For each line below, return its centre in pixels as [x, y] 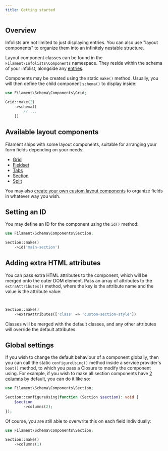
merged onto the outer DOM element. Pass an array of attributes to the [79, 280]
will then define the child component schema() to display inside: [71, 84]
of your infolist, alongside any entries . [44, 68]
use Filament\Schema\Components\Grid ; [46, 93]
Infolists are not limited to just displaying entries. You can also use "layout [81, 43]
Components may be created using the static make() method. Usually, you [82, 78]
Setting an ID [26, 212]
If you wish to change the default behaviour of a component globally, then [82, 357]
